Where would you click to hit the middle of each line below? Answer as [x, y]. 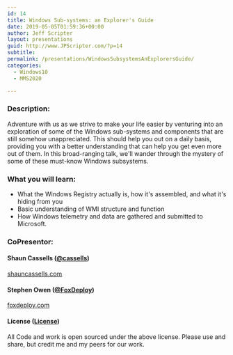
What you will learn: [42, 179]
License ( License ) [34, 321]
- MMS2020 [27, 78]
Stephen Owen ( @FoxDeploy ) [51, 290]
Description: [29, 109]
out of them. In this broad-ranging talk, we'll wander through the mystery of [115, 153]
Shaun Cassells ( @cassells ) [48, 258]
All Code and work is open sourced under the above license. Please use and [116, 337]
